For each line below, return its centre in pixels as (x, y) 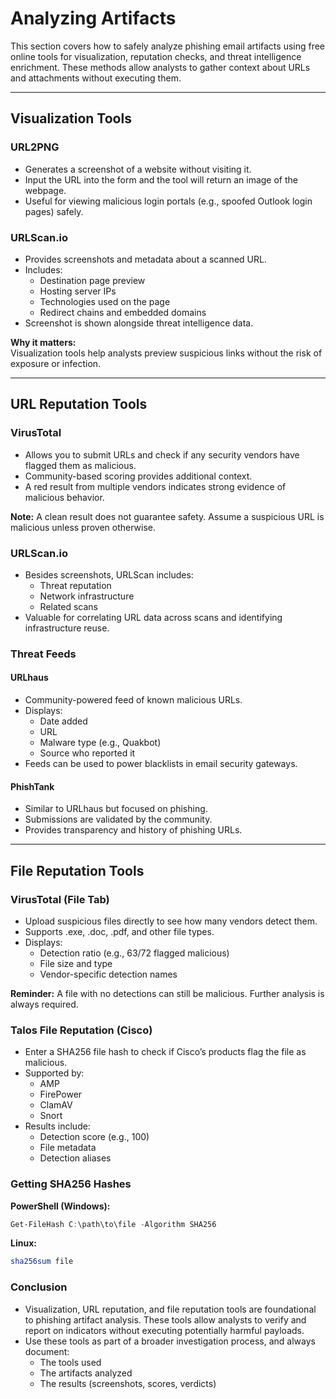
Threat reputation (75, 585)
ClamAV (56, 1105)
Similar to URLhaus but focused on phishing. (116, 809)
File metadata (68, 1148)
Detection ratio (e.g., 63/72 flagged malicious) (134, 953)
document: (47, 1351)
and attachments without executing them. (96, 78)
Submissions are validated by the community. (118, 819)
